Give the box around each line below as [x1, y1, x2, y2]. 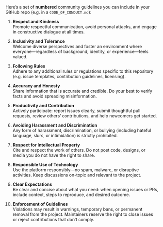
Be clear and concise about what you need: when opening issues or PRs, [12, 187, 159, 192]
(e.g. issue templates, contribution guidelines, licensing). [12, 74, 126, 79]
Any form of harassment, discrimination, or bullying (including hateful [12, 128, 151, 133]
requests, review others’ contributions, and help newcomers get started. [12, 113, 157, 118]
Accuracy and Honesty [12, 83, 60, 89]
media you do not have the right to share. [12, 152, 95, 158]
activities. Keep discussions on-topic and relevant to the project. [12, 172, 142, 178]
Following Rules [12, 63, 46, 69]
